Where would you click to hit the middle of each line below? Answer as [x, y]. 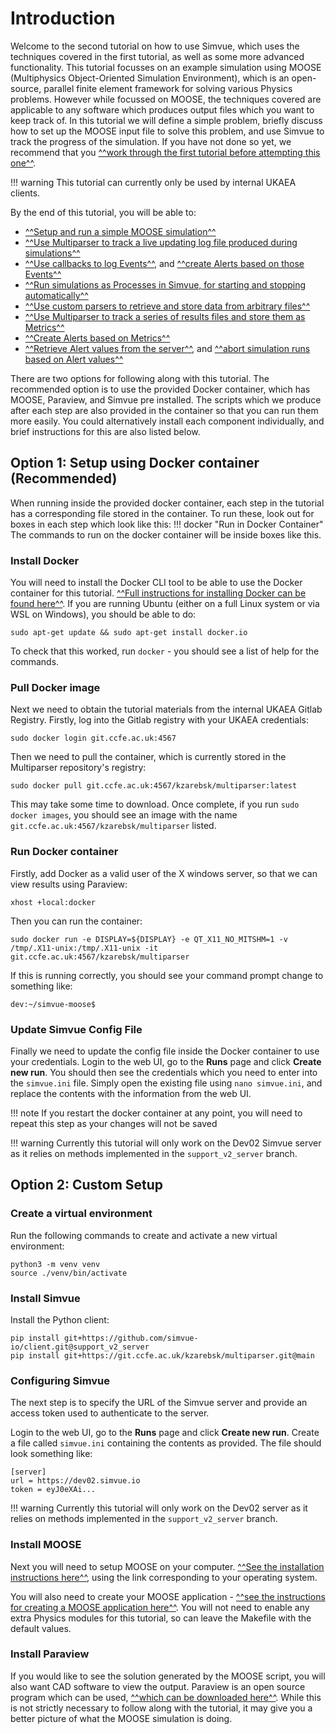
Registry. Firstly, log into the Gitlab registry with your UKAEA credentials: [159, 720]
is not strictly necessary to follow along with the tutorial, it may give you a [161, 1708]
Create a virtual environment [81, 1214]
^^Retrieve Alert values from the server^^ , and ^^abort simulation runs [167, 348]
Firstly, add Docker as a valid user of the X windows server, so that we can [164, 873]
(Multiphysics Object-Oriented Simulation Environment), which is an [150, 78]
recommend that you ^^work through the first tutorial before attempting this [165, 152]
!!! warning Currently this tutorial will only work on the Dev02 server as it [159, 1508]
